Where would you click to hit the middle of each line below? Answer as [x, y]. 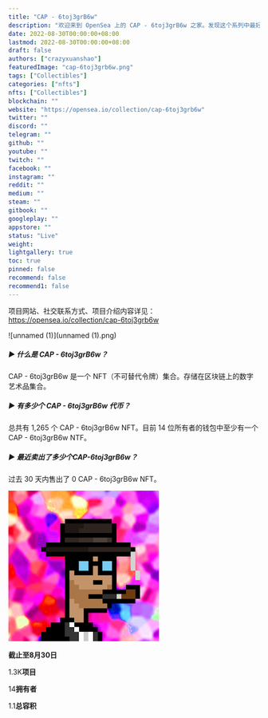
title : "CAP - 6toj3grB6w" [53, 17]
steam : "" [25, 202]
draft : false [30, 51]
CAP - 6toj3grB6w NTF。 [50, 437]
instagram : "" [32, 177]
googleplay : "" [33, 219]
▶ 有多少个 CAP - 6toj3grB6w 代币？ [69, 406]
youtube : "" [28, 152]
